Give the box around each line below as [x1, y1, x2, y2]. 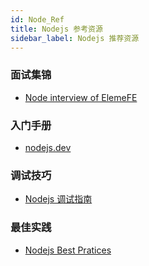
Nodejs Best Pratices [24, 244, 112, 256]
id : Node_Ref [10, 14, 65, 25]
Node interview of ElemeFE [24, 91, 138, 103]
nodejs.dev [24, 141, 72, 153]
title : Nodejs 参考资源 [10, 24, 103, 34]
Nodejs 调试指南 [24, 193, 93, 205]
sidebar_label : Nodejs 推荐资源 [10, 33, 140, 43]
